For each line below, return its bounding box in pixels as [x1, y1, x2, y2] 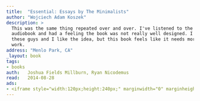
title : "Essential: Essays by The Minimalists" [6, 8, 129, 15]
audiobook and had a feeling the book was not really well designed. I [11, 31, 193, 37]
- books [6, 64, 26, 70]
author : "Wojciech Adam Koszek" [6, 14, 86, 20]
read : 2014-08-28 [6, 75, 55, 81]
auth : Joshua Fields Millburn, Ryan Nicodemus [6, 70, 129, 75]
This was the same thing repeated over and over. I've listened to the [11, 25, 193, 31]
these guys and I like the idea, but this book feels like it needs [11, 36, 185, 42]
